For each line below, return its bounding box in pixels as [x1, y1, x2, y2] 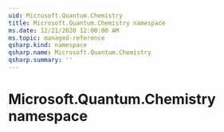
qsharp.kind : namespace [8, 41, 88, 49]
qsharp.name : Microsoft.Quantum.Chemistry [8, 49, 151, 56]
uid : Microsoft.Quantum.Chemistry [8, 11, 124, 20]
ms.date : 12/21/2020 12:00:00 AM [8, 26, 120, 34]
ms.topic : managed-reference [8, 33, 105, 42]
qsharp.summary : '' [8, 56, 73, 64]
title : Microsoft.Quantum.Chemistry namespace [8, 19, 166, 27]
